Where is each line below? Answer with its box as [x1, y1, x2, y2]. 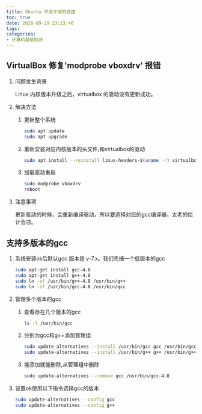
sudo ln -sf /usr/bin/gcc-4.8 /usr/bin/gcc [14, 283, 126, 289]
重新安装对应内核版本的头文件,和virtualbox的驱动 [23, 145, 145, 152]
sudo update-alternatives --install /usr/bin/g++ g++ [23, 350, 162, 356]
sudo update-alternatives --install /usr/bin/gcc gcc [23, 344, 162, 350]
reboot [23, 187, 41, 193]
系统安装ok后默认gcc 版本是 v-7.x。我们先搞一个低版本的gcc [14, 255, 165, 262]
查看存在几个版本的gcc [23, 308, 81, 315]
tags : [6, 25, 20, 32]
